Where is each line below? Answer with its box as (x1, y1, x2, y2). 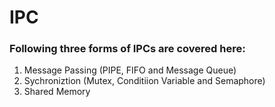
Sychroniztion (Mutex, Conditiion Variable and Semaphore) (23, 75, 266, 87)
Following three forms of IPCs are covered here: (9, 42, 246, 56)
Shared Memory (23, 86, 91, 98)
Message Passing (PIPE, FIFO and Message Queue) (23, 64, 237, 76)
